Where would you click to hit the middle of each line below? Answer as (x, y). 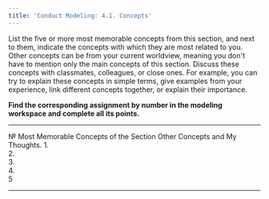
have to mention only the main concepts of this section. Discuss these (124, 64)
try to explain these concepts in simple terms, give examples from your (125, 81)
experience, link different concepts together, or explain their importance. (128, 90)
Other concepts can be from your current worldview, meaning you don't (127, 55)
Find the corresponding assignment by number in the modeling (115, 105)
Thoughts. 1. (29, 145)
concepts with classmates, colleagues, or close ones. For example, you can (133, 72)
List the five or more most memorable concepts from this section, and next (131, 38)
